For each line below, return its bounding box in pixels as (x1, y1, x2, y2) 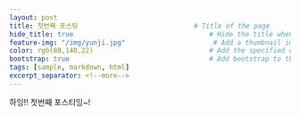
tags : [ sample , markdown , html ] (9, 63, 129, 72)
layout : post (9, 12, 58, 22)
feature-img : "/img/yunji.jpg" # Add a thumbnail (9, 37, 281, 47)
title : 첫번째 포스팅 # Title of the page (9, 21, 271, 30)
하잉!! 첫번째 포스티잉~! (9, 96, 91, 107)
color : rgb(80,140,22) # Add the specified (9, 46, 286, 55)
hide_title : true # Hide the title (9, 29, 274, 38)
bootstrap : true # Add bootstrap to (9, 54, 281, 63)
